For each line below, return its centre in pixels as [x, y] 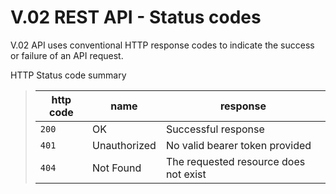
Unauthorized [124, 145]
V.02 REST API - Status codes [136, 17]
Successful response [215, 129]
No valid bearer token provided [238, 145]
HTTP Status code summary [68, 75]
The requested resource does [235, 161]
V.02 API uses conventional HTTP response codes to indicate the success [162, 45]
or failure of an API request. [67, 55]
